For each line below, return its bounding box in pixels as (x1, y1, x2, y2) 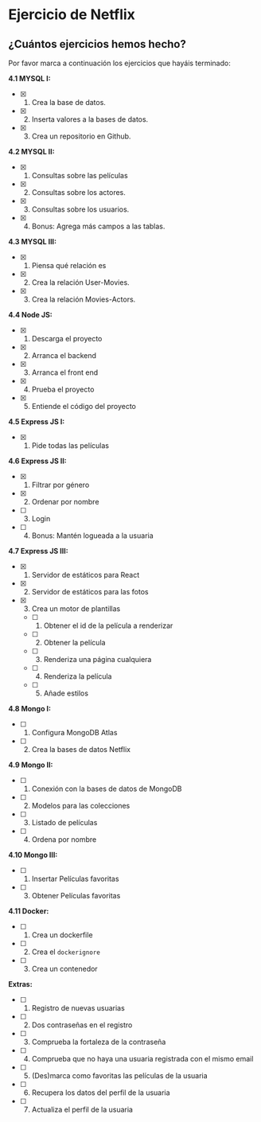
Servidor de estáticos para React (31, 571, 140, 579)
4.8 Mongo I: (8, 704, 52, 713)
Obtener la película (43, 638, 106, 647)
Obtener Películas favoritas (31, 891, 121, 900)
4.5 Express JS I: (8, 417, 65, 427)
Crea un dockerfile (31, 930, 93, 940)
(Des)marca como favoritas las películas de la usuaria (31, 1071, 208, 1080)
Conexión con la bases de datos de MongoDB (31, 784, 182, 793)
